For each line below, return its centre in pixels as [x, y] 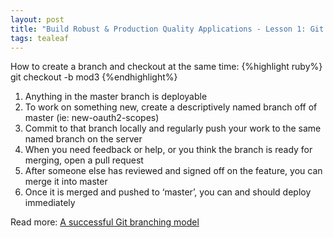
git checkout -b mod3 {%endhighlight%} [94, 77]
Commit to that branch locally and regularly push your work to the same [173, 128]
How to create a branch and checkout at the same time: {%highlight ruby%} [166, 67]
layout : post [37, 19]
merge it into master [66, 182]
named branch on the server [83, 139]
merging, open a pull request [84, 160]
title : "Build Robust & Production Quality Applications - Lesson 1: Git [167, 29]
